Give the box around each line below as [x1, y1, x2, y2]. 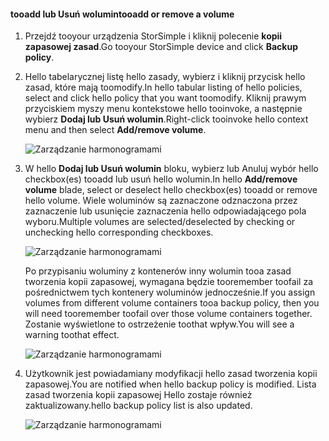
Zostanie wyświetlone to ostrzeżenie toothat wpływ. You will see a [24, 318, 295, 330]
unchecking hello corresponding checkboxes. [24, 226, 214, 239]
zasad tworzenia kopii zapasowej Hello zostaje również [24, 389, 253, 401]
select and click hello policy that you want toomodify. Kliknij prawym [24, 92, 307, 104]
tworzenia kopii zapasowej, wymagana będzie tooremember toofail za [24, 276, 314, 288]
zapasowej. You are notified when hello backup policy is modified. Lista [24, 378, 317, 390]
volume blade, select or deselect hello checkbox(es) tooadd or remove [24, 184, 318, 196]
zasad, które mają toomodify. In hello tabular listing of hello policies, [24, 81, 303, 94]
